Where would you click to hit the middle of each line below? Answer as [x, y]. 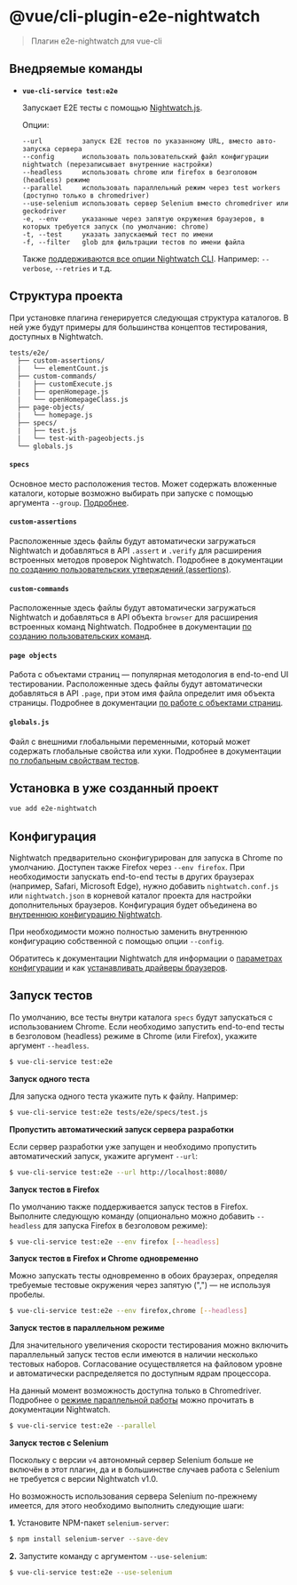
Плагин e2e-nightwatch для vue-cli [96, 41]
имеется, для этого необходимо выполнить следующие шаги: [127, 1506]
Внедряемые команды [76, 69]
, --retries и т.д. [81, 268]
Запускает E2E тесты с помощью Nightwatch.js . [112, 108]
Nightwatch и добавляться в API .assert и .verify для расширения [135, 550]
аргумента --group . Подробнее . [69, 502]
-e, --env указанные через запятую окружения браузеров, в [143, 219]
